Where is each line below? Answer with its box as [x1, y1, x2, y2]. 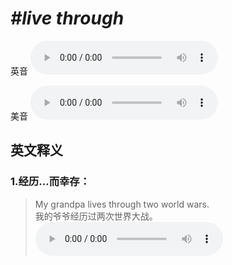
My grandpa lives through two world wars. [34, 198, 210, 210]
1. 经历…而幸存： [10, 175, 91, 189]
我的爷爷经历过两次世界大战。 [34, 210, 158, 222]
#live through [10, 7, 125, 30]
